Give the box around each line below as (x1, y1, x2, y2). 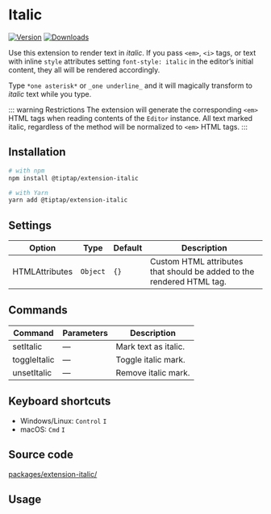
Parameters (62, 327, 109, 338)
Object (80, 267, 106, 276)
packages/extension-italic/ (8, 469, 98, 479)
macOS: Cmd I (19, 425, 66, 434)
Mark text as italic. (115, 341, 186, 352)
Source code (8, 448, 74, 462)
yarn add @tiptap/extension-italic (8, 196, 128, 205)
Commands (8, 304, 69, 317)
